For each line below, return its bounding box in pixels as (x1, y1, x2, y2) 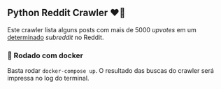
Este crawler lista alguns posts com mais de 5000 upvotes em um (7, 25, 197, 34)
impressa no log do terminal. (7, 74, 90, 83)
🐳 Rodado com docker (7, 50, 84, 60)
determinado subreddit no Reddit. (7, 33, 104, 41)
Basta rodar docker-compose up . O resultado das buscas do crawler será (7, 67, 215, 75)
